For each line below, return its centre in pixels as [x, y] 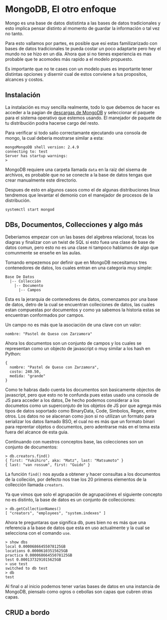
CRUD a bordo [27, 612]
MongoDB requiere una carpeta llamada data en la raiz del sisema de [76, 169]
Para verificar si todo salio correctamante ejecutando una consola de [76, 133]
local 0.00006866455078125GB [35, 546]
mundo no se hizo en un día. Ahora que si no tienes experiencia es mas [79, 54]
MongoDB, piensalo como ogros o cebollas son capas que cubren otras [79, 592]
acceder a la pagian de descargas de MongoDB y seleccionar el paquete [80, 112]
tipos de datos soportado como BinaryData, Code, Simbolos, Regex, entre [81, 411]
